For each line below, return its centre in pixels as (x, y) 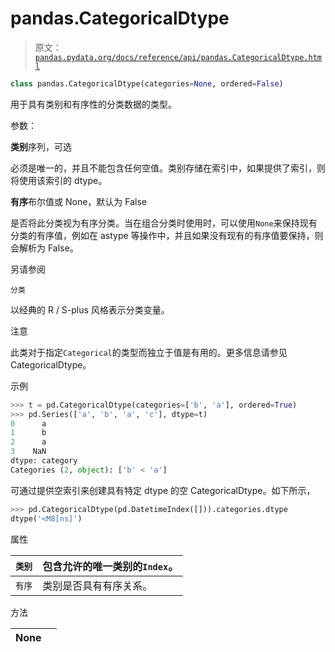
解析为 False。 (48, 248)
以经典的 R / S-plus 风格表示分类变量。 (90, 309)
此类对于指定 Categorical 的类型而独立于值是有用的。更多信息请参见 (149, 352)
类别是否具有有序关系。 (97, 585)
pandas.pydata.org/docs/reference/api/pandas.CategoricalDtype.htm (178, 57)
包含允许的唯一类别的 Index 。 (110, 566)
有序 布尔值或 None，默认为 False (78, 201)
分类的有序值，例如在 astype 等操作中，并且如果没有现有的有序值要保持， (162, 235)
